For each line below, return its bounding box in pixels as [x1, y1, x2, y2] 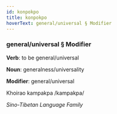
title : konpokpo [6, 15, 47, 21]
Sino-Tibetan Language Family [6, 101, 83, 108]
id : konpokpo [6, 8, 39, 15]
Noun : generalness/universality [6, 65, 84, 73]
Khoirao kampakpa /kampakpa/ [6, 89, 84, 96]
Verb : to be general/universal [6, 54, 80, 61]
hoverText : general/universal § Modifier [6, 20, 112, 26]
